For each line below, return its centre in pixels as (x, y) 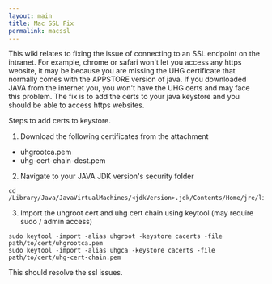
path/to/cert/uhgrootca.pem (56, 244)
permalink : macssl (39, 31)
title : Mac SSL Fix (41, 23)
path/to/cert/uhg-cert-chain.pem (65, 258)
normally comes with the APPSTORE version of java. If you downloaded (127, 79)
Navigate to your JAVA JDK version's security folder (107, 176)
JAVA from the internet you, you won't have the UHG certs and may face (129, 88)
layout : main (30, 16)
